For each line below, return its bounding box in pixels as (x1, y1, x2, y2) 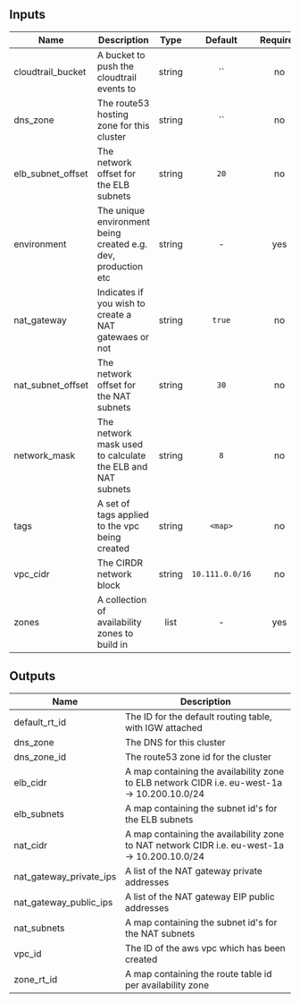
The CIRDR (96, 557, 143, 569)
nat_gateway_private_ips (13, 870, 117, 882)
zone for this (96, 119, 150, 132)
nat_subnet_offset (13, 378, 89, 391)
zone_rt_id (13, 973, 58, 985)
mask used (96, 438, 144, 450)
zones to (96, 626, 134, 639)
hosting (96, 107, 129, 120)
